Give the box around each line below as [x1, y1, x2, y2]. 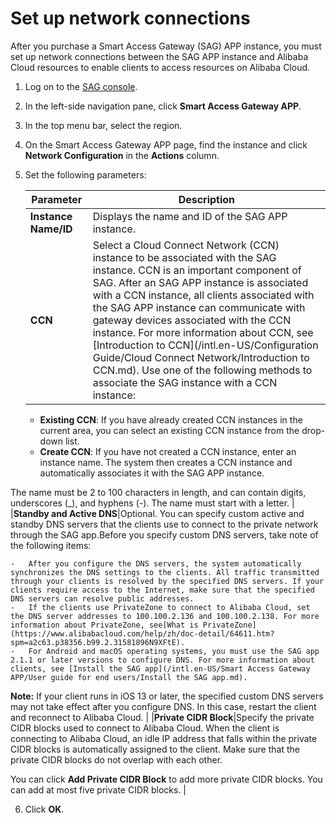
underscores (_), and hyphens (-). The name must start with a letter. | [10, 497, 295, 509]
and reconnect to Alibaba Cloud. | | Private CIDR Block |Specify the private [10, 711, 315, 723]
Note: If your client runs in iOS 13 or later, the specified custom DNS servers [10, 690, 324, 702]
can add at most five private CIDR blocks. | [10, 783, 187, 796]
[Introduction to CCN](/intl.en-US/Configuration [92, 338, 319, 352]
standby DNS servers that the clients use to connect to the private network [10, 518, 319, 530]
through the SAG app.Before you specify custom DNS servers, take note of [10, 528, 319, 541]
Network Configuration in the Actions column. [24, 149, 220, 161]
